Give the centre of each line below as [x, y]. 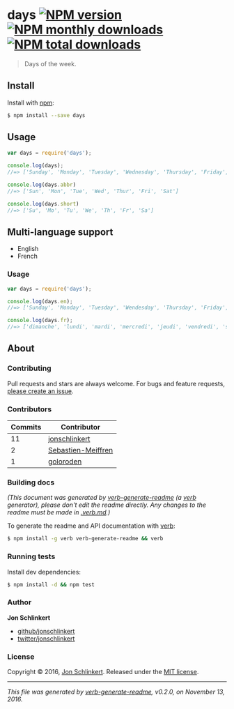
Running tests [31, 556]
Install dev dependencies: [44, 572]
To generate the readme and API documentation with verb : [91, 526]
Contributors [30, 409]
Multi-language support [60, 232]
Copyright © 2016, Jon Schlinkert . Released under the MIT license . [103, 671]
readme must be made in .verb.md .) [59, 512]
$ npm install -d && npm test [51, 585]
